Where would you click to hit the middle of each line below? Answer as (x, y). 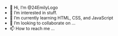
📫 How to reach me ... (32, 28)
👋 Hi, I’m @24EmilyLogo (34, 8)
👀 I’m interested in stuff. (33, 13)
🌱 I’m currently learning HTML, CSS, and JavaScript (61, 18)
